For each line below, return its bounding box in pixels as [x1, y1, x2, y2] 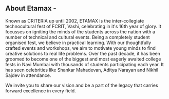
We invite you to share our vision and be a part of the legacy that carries [5, 82, 158, 88]
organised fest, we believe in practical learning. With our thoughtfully [5, 39, 152, 46]
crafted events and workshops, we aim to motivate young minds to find [5, 45, 156, 51]
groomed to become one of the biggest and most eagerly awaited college [5, 56, 161, 62]
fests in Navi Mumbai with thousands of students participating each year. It [5, 61, 164, 67]
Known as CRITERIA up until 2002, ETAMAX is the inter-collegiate [5, 17, 144, 24]
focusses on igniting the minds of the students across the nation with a [5, 28, 156, 35]
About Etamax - [5, 4, 57, 13]
